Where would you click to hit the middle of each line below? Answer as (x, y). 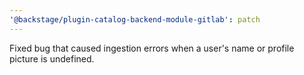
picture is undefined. (52, 58)
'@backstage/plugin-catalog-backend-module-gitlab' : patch (135, 19)
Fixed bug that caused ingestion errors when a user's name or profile (152, 48)
